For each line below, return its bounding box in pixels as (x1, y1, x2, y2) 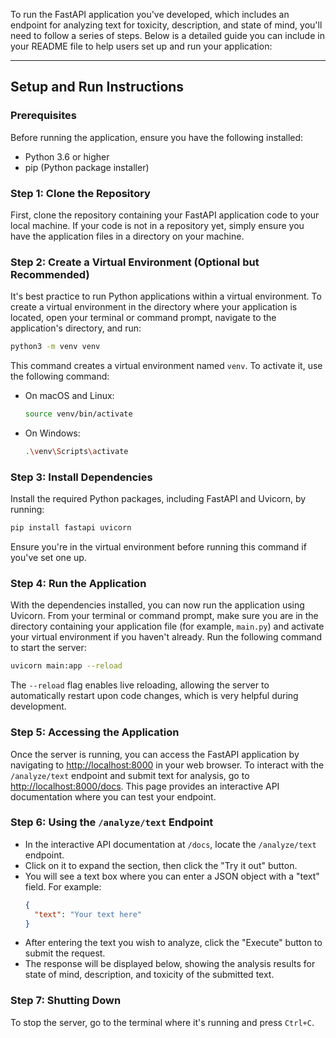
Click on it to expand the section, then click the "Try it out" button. (24, 859, 298, 871)
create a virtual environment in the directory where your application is (10, 301, 298, 313)
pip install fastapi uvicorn (10, 523, 132, 533)
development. (10, 700, 67, 713)
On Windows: (24, 427, 81, 439)
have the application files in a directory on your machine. (10, 230, 245, 242)
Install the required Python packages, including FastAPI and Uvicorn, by (10, 493, 307, 505)
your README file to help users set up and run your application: (10, 40, 273, 52)
